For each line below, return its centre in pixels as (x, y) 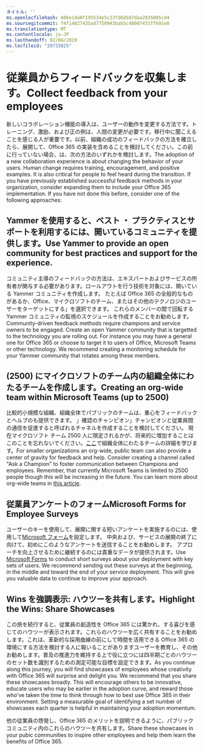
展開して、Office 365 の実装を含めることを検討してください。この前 (107, 147)
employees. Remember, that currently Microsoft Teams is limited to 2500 (97, 470)
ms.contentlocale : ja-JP (38, 35)
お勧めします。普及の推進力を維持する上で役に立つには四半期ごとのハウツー (102, 655)
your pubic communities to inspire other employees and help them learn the (101, 735)
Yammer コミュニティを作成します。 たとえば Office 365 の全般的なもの (103, 293)
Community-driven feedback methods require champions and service (93, 323)
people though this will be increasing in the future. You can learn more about (102, 477)
